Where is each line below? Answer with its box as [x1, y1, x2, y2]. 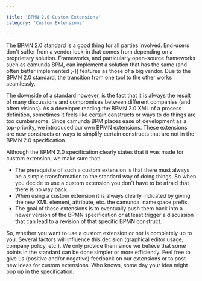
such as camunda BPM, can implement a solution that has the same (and [6, 61, 188, 68]
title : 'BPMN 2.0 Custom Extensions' [6, 14, 101, 20]
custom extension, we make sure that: [6, 154, 101, 162]
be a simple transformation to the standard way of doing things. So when [14, 172, 197, 180]
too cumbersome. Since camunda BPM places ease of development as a [6, 117, 187, 124]
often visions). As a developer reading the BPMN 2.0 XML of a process [6, 104, 182, 112]
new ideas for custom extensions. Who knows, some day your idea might [6, 261, 188, 268]
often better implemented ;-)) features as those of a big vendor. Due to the [6, 67, 191, 74]
